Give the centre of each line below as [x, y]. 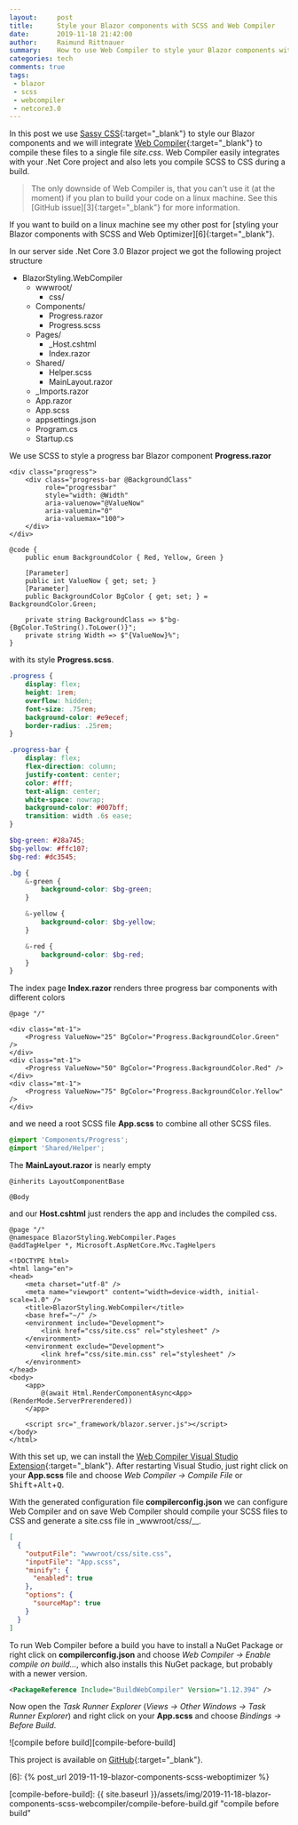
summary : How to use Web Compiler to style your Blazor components [142, 51]
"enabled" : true [63, 1579]
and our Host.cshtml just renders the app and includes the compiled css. [143, 1213]
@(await [55, 1393]
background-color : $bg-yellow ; [99, 922]
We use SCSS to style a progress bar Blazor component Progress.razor [141, 456]
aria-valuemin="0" [79, 511]
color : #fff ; [49, 783]
